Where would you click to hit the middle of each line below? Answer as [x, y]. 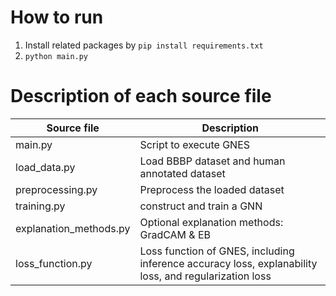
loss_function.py [54, 263]
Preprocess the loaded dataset [212, 189]
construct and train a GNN [201, 206]
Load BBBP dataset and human [212, 161]
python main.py [56, 56]
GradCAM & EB [175, 234]
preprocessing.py [56, 189]
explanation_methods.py [73, 228]
